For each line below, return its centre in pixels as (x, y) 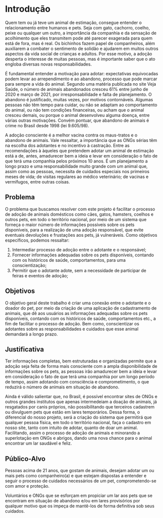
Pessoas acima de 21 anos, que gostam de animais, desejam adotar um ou (80, 471)
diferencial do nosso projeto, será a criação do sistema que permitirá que (79, 417)
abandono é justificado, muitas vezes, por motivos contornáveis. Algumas (79, 99)
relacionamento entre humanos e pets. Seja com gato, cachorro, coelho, (77, 27)
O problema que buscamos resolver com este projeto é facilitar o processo (80, 209)
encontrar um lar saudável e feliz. (38, 443)
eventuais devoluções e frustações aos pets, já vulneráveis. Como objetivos (81, 235)
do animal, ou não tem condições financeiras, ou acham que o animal (75, 110)
